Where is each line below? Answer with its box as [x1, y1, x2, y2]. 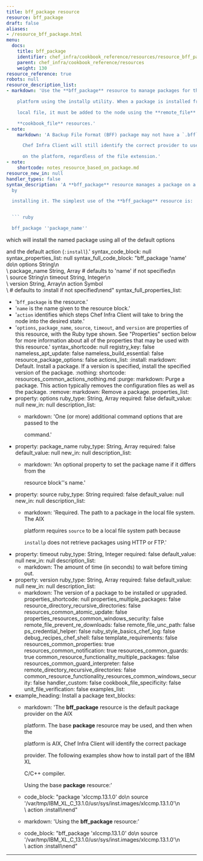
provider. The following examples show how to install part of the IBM [24, 751, 195, 759]
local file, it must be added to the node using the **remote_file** [17, 110, 196, 116]
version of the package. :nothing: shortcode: [14, 369, 126, 376]
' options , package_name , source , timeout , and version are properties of [14, 324, 189, 331]
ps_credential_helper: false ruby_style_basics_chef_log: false [24, 627, 175, 635]
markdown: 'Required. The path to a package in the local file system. [24, 509, 195, 516]
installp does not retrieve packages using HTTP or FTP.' [24, 539, 167, 546]
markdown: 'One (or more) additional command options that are [24, 413, 183, 420]
